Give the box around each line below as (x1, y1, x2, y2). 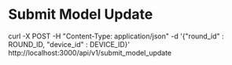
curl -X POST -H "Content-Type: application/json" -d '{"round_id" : (8, 31, 224, 41)
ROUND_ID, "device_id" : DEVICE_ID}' (8, 39, 131, 49)
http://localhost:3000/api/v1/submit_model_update (8, 48, 172, 57)
